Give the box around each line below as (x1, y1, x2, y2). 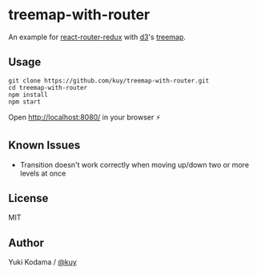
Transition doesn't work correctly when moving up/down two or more (19, 160, 250, 169)
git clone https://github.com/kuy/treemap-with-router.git (8, 76, 210, 85)
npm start (8, 98, 42, 106)
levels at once (19, 168, 66, 178)
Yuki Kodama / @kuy (8, 257, 78, 267)
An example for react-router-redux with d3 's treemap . (8, 32, 187, 42)
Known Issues (8, 139, 81, 152)
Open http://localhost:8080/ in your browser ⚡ (8, 112, 161, 122)
